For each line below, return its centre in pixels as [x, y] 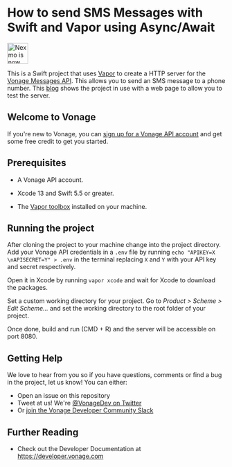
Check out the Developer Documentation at [79, 449]
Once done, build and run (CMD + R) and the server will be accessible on [111, 329]
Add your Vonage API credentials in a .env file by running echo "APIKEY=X [111, 252]
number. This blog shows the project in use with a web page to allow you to [115, 88]
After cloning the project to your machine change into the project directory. [114, 245]
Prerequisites [37, 163]
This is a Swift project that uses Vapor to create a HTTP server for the [107, 73]
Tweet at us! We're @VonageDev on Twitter [79, 403]
